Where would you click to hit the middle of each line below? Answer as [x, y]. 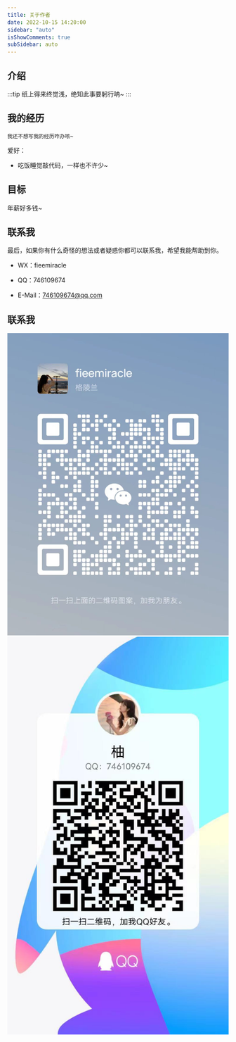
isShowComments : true [39, 37]
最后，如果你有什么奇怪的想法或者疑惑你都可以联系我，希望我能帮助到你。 [115, 251]
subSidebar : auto [33, 45]
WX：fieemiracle [42, 265]
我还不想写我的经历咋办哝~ [40, 136]
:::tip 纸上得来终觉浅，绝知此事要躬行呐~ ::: [69, 94]
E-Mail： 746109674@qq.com [60, 295]
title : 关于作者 [29, 15]
